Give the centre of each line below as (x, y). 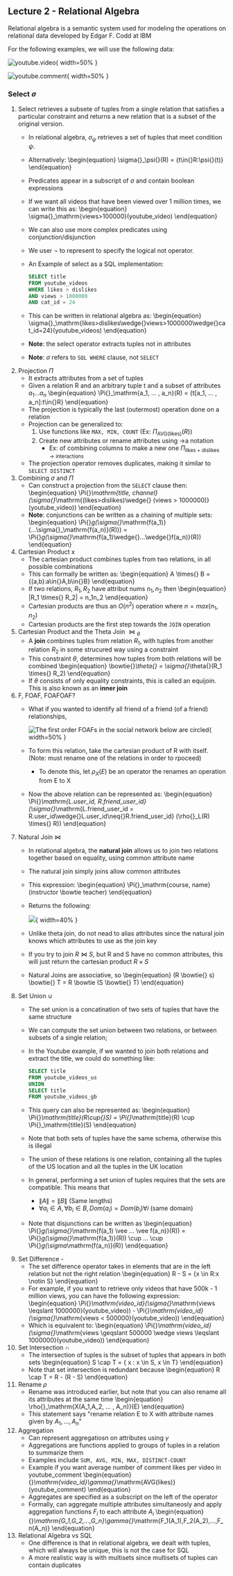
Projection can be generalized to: (76, 424)
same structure (50, 1016)
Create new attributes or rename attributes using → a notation (126, 440)
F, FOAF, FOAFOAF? (46, 696)
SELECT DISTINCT (52, 471)
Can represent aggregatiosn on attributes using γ (98, 1438)
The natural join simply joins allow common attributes (104, 871)
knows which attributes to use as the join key (93, 940)
